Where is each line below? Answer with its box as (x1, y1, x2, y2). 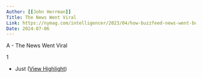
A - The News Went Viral (6, 42, 68, 49)
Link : (6, 20, 20, 26)
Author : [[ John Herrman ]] (6, 8, 71, 15)
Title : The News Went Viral (6, 14, 77, 20)
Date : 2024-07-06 (6, 25, 50, 32)
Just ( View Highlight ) (14, 65, 67, 73)
